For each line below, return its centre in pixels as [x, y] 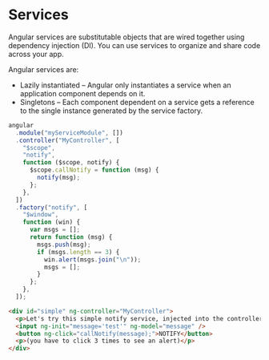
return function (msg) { [71, 237]
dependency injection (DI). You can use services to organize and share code [134, 45]
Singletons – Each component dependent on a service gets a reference [137, 102]
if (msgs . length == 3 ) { [78, 252]
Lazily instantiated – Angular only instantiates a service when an [125, 85]
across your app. [36, 54]
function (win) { [52, 222]
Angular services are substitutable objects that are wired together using [126, 37]
